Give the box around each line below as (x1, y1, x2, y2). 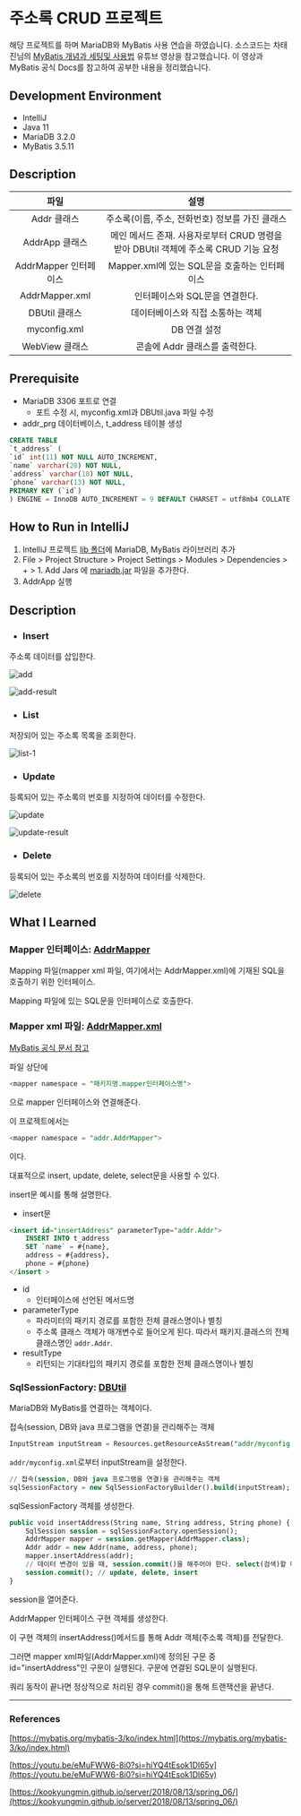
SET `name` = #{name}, (25, 1243, 110, 1252)
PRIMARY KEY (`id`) (9, 486, 82, 495)
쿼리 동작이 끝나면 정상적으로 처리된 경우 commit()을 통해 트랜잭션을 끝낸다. (9, 1681, 275, 1691)
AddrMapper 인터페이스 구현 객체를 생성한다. (9, 1613, 168, 1623)
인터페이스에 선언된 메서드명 (35, 1294, 134, 1304)
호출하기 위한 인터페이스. (9, 977, 96, 987)
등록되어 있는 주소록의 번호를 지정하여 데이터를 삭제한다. (9, 871, 206, 882)
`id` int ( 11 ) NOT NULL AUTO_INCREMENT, (9, 453, 159, 462)
